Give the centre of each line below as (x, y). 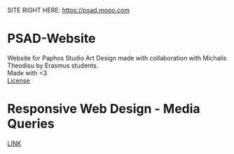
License (19, 80)
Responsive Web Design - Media (104, 109)
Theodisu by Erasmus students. (53, 65)
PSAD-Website (51, 39)
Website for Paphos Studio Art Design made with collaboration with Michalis (117, 58)
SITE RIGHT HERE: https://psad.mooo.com (69, 10)
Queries (31, 124)
